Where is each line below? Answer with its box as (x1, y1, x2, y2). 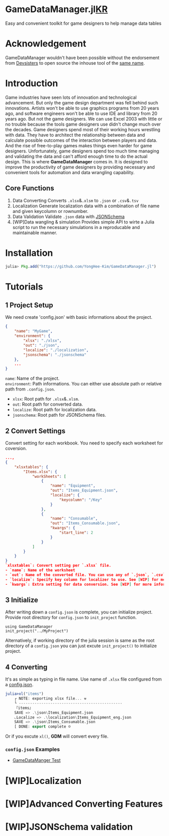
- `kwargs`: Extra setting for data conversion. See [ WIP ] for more (5, 582, 152, 587)
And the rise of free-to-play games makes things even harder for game (5, 142, 152, 148)
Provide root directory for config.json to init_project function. (5, 615, 137, 621)
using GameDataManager (5, 624, 53, 629)
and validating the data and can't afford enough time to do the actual (5, 153, 147, 159)
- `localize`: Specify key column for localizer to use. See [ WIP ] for (5, 577, 159, 582)
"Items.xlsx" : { (23, 469, 57, 474)
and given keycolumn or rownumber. (12, 208, 89, 214)
